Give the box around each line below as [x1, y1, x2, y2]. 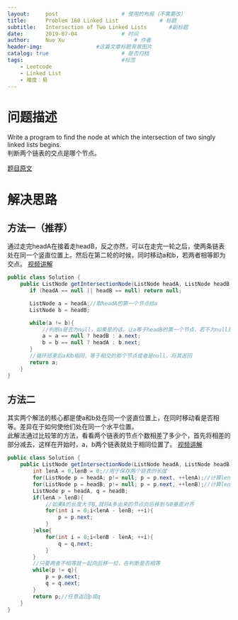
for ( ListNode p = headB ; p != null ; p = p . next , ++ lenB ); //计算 [33, 480, 222, 488]
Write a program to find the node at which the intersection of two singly [7, 133, 216, 142]
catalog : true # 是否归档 [7, 50, 149, 57]
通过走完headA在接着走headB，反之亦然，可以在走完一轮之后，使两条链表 [7, 242, 225, 250]
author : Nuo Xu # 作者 [7, 37, 152, 44]
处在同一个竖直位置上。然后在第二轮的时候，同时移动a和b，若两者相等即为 [7, 251, 226, 260]
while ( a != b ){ [29, 319, 74, 326]
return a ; [29, 359, 59, 366]
